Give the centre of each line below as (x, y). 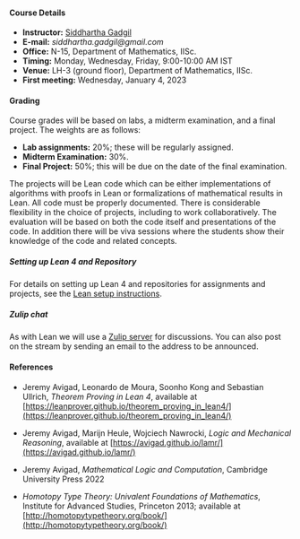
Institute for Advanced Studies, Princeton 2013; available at (131, 506)
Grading (25, 100)
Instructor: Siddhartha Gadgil (77, 32)
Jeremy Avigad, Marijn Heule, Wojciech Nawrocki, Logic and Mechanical (157, 433)
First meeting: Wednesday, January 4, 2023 (104, 80)
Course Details (38, 13)
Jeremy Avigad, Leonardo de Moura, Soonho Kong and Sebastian (143, 387)
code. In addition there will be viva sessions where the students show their (147, 231)
